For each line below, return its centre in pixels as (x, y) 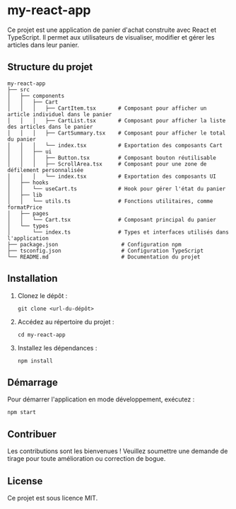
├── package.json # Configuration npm (94, 244)
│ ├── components (36, 96)
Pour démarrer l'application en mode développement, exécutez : (101, 399)
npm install (35, 361)
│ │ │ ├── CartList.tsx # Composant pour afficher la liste (117, 120)
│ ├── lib (25, 195)
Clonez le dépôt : (42, 295)
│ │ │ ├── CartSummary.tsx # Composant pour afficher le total (117, 133)
